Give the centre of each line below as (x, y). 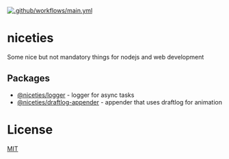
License (30, 129)
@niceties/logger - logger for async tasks (76, 95)
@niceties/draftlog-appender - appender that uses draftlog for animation (119, 102)
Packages (28, 78)
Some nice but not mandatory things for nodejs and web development (106, 57)
